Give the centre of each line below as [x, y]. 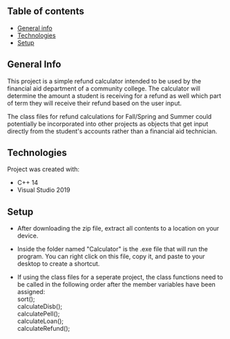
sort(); [26, 299]
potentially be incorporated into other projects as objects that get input [108, 124]
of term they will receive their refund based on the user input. [94, 103]
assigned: [31, 292]
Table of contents [46, 11]
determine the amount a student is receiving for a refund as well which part [114, 95]
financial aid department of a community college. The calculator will [104, 88]
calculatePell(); [38, 314]
